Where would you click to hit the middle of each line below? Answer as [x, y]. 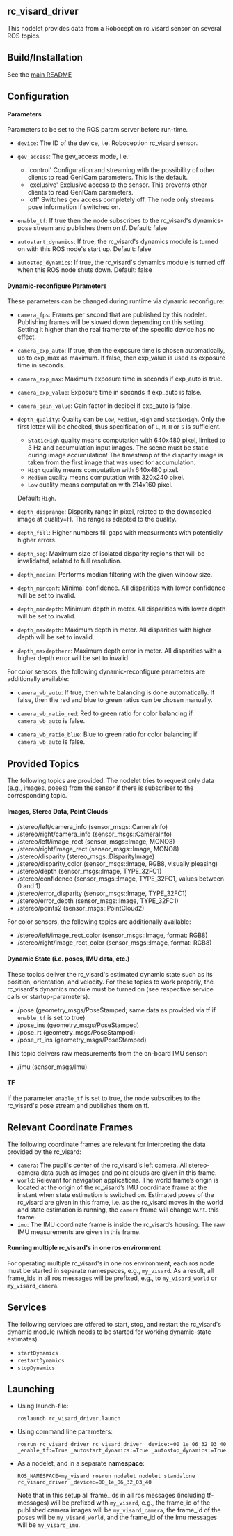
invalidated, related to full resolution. [70, 561]
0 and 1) [29, 886]
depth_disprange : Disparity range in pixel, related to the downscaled [114, 512]
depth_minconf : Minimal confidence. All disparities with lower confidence [121, 588]
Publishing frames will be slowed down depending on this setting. [111, 322]
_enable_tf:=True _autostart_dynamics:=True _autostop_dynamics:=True [122, 1451]
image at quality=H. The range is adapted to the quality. [97, 519]
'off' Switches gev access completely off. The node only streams [121, 200]
